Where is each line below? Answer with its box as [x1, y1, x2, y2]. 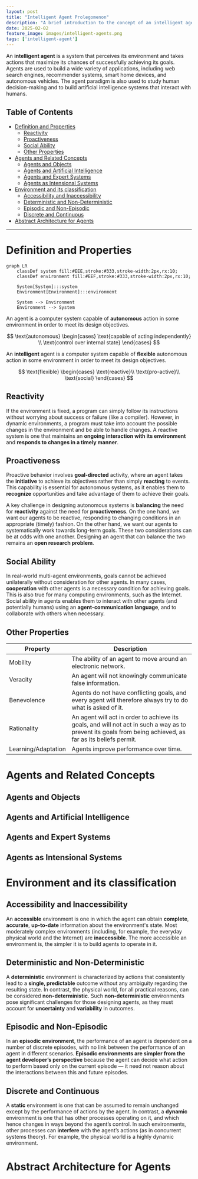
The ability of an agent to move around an [71, 655, 187, 663]
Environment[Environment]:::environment [16, 289, 117, 295]
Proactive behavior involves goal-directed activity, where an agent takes [6, 471, 183, 479]
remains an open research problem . [6, 540, 94, 547]
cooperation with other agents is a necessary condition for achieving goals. [6, 585, 190, 592]
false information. [71, 679, 120, 687]
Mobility [9, 658, 32, 666]
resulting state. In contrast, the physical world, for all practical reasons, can [6, 986, 189, 993]
